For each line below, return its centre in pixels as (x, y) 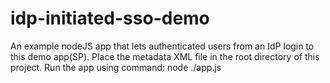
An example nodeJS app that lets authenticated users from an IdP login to (162, 46)
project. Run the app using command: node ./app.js (116, 67)
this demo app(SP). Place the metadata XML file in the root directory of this (165, 56)
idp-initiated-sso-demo (110, 18)
